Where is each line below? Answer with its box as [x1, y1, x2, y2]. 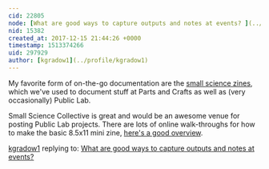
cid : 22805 [8, 11, 45, 20]
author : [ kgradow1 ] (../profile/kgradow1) [8, 57, 149, 65]
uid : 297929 [8, 49, 48, 57]
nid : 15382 [8, 26, 45, 34]
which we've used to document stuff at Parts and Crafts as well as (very [8, 87, 246, 96]
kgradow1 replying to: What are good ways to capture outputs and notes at [8, 143, 255, 153]
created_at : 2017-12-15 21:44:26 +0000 [8, 34, 142, 42]
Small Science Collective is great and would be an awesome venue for [8, 111, 240, 120]
